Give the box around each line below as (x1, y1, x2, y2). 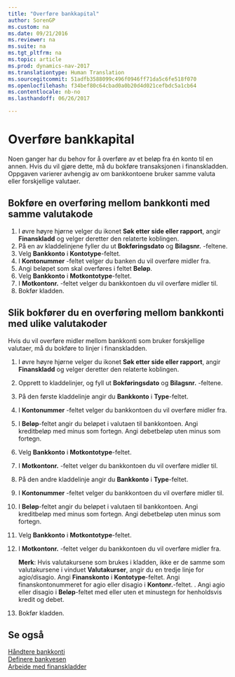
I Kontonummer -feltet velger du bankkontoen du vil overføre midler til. (18, 488, 224, 497)
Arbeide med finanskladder (8, 662, 87, 671)
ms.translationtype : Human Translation (8, 69, 125, 76)
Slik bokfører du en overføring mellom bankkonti (8, 307, 224, 319)
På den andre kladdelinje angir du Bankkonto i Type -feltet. (18, 475, 189, 483)
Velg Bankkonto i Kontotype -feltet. (18, 249, 121, 257)
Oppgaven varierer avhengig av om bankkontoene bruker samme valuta (8, 169, 216, 177)
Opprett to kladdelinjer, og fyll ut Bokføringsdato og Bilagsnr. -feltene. (18, 378, 223, 387)
